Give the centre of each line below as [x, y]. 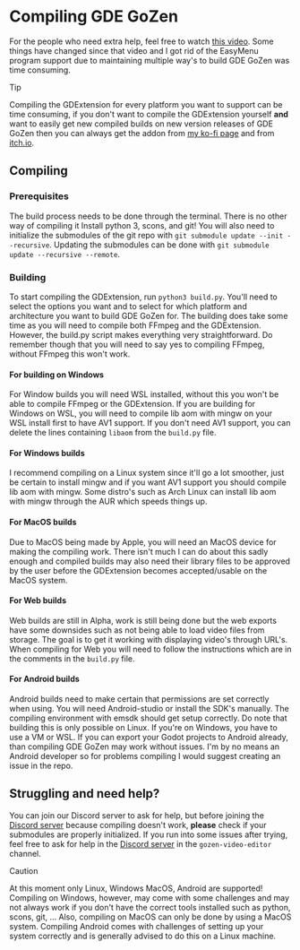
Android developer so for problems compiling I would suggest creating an [145, 756]
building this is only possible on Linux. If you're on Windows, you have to [143, 727]
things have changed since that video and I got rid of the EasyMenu [134, 50]
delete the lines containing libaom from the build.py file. [113, 433]
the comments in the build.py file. [73, 658]
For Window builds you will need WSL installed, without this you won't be [144, 394]
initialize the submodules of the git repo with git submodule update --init [146, 235]
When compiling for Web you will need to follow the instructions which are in [151, 649]
